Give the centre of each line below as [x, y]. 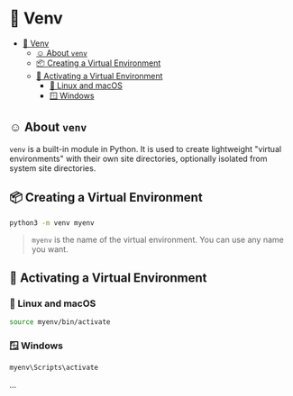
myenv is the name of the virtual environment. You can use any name [157, 240]
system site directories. [53, 168]
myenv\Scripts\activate [54, 368]
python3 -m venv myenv [52, 223]
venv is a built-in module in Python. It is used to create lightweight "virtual [146, 148]
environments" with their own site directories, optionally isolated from [138, 158]
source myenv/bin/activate [60, 322]
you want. [50, 249]
